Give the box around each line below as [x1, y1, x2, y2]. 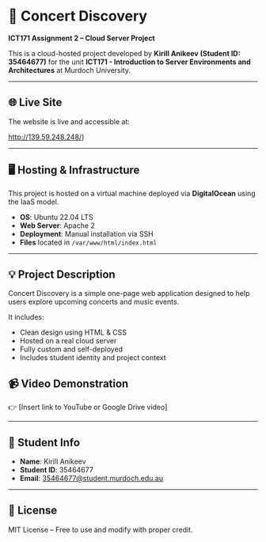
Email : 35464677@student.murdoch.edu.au [19, 474, 164, 483]
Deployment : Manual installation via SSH [19, 229, 154, 238]
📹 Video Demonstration [8, 377, 129, 390]
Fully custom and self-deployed [19, 344, 123, 354]
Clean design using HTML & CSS [19, 328, 127, 337]
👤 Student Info [8, 435, 81, 449]
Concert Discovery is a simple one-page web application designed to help [8, 289, 250, 298]
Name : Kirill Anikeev [19, 457, 86, 466]
